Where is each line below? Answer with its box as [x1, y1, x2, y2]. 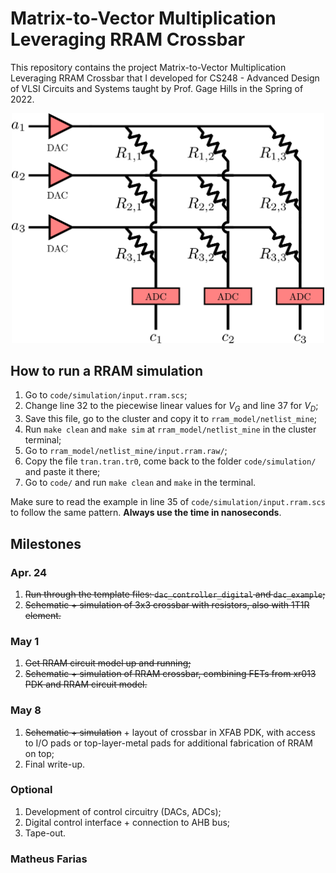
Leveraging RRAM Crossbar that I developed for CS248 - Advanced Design [10, 72, 320, 84]
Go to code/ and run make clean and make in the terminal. [24, 477, 257, 489]
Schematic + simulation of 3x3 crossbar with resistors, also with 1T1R [24, 598, 310, 611]
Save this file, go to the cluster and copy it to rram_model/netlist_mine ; [24, 413, 318, 425]
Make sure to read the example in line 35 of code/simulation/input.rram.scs [10, 496, 326, 508]
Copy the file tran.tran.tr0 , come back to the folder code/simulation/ [24, 455, 317, 467]
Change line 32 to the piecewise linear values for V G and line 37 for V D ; [24, 400, 319, 414]
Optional [10, 783, 53, 797]
